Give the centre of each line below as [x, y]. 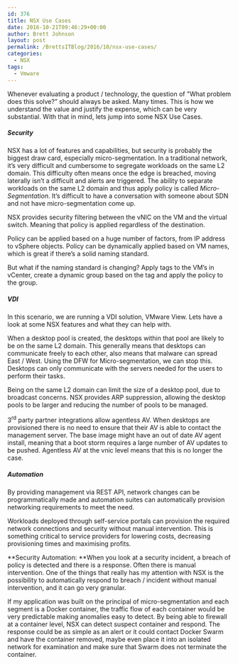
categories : [25, 54]
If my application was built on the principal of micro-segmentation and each [118, 601]
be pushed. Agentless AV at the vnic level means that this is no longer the [115, 450]
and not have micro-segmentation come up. [72, 204]
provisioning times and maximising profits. [69, 544]
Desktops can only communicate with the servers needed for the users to [115, 369]
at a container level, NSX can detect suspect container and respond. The [114, 624]
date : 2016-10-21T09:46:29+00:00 [57, 27]
